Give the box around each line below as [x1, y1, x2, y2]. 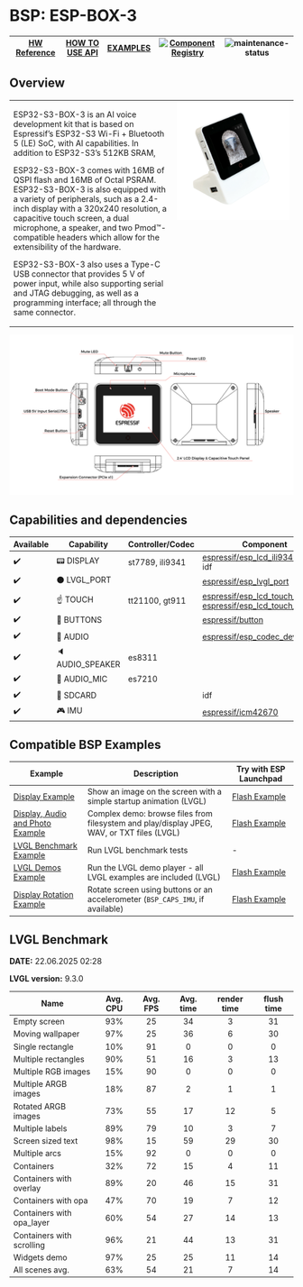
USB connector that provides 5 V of [13, 268, 146, 279]
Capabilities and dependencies [9, 512, 188, 527]
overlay [13, 1182, 41, 1193]
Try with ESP [235, 763, 286, 774]
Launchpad [238, 772, 283, 784]
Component [242, 538, 288, 550]
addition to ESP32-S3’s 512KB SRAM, [13, 147, 156, 158]
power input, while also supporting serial [13, 278, 164, 288]
